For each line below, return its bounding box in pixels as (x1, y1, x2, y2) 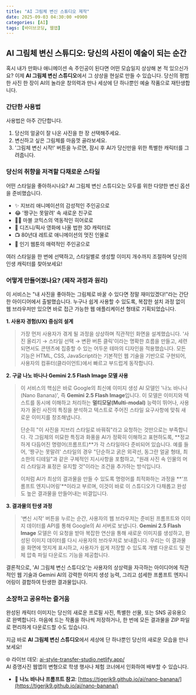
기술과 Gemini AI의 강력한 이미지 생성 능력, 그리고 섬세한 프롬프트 (23, 571, 173, 578)
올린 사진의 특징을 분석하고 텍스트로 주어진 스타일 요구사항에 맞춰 (31, 406, 180, 413)
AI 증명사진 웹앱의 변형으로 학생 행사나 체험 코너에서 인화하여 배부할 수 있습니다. (6, 663, 189, 670)
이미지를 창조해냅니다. (31, 414, 82, 421)
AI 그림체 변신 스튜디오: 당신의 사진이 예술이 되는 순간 (6, 48, 187, 58)
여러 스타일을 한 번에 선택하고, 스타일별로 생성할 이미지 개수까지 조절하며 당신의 (6, 253, 187, 260)
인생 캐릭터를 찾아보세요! (6, 260, 63, 267)
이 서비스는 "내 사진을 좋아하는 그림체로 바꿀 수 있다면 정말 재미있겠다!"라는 (6, 291, 178, 298)
